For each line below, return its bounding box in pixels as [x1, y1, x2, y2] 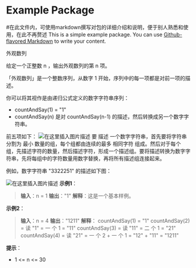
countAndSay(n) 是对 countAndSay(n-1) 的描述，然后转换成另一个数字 [14, 113, 184, 120]
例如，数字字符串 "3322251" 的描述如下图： [6, 167, 112, 174]
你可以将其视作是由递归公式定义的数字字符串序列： [6, 94, 129, 101]
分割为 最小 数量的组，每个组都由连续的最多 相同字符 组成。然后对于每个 [6, 140, 181, 147]
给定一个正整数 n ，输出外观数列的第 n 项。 [6, 62, 111, 69]
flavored [6, 38, 26, 45]
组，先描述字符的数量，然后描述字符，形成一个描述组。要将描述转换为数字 [6, 147, 185, 154]
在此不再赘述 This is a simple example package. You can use [16, 30, 163, 38]
